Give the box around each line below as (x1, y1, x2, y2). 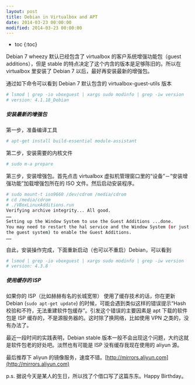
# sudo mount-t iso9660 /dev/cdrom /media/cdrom (6, 191, 127, 197)
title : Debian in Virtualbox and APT (6, 14, 98, 20)
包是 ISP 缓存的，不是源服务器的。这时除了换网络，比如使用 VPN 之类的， (6, 314, 184, 322)
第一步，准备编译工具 (6, 126, 57, 133)
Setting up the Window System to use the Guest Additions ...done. (6, 219, 174, 225)
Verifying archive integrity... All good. (6, 208, 111, 214)
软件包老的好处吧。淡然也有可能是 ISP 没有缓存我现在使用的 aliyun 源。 (11, 342, 183, 349)
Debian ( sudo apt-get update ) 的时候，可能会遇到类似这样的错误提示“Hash (6, 300, 186, 307)
